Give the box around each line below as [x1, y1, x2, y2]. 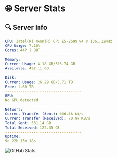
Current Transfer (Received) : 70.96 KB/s [5, 116, 91, 121]
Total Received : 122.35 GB [5, 125, 60, 130]
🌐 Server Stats [5, 3, 66, 14]
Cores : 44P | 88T [5, 47, 40, 53]
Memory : [5, 57, 21, 62]
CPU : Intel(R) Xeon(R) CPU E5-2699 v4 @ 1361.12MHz [5, 39, 112, 44]
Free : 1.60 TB [5, 84, 34, 89]
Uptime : [5, 134, 21, 139]
